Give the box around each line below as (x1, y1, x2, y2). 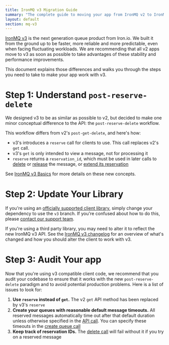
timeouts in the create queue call (12, 323, 81, 329)
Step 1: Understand (5, 89, 87, 101)
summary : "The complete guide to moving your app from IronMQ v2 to (5, 12, 152, 17)
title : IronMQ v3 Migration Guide (5, 7, 78, 13)
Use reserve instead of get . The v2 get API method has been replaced (12, 297, 158, 303)
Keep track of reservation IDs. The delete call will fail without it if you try (12, 328, 164, 335)
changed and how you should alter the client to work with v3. (5, 236, 132, 242)
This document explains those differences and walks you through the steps (5, 66, 161, 73)
